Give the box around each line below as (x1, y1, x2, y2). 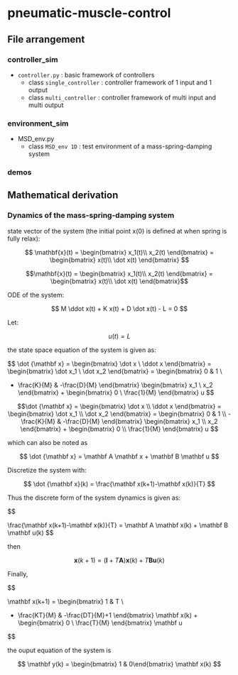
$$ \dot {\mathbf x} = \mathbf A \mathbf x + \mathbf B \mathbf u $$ (19, 452, 220, 461)
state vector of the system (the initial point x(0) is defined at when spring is (7, 226, 227, 235)
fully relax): (7, 234, 40, 243)
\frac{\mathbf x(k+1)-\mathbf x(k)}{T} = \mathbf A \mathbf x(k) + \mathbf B (7, 520, 229, 529)
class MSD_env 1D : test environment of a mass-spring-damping (28, 142, 212, 150)
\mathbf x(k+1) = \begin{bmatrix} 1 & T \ (7, 597, 124, 605)
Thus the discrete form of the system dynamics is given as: (7, 493, 181, 502)
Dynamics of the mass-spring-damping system (7, 211, 175, 221)
